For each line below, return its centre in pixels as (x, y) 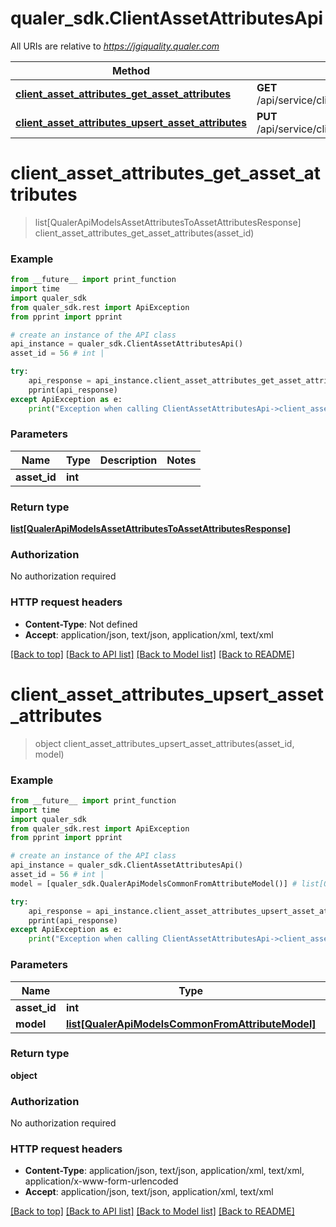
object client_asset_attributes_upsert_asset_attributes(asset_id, (164, 743)
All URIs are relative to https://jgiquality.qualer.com (115, 46)
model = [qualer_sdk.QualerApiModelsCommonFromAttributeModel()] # (154, 883)
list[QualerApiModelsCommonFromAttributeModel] (191, 1024)
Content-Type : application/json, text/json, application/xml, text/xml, (164, 1171)
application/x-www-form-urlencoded (101, 1181)
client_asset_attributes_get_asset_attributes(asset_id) (144, 233)
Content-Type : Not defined (81, 624)
